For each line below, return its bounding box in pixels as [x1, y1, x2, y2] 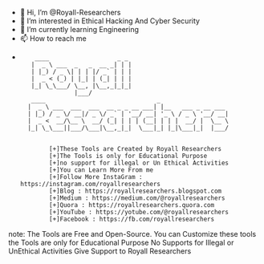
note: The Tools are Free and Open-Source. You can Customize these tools [8, 229, 257, 238]
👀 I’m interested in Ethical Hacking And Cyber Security [19, 16, 201, 26]
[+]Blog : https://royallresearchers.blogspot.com [49, 187, 222, 195]
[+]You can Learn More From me [49, 166, 154, 174]
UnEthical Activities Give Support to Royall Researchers [8, 246, 192, 256]
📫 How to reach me [19, 34, 87, 43]
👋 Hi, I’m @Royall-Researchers [19, 8, 121, 17]
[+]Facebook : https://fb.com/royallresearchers [49, 215, 215, 223]
